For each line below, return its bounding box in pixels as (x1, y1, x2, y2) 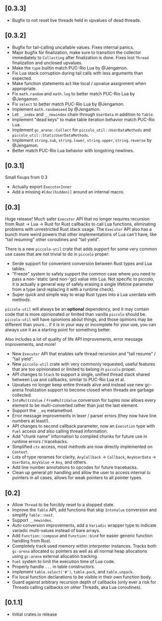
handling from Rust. (12, 538, 52, 544)
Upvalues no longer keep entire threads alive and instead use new (12, 382, 144, 388)
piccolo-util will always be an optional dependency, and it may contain (5, 306, 149, 312)
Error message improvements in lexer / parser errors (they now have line (12, 413, 157, 419)
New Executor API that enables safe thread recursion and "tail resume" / (12, 351, 156, 357)
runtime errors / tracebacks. (12, 439, 69, 445)
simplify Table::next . (12, 512, 54, 518)
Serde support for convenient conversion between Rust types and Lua (12, 260, 152, 267)
